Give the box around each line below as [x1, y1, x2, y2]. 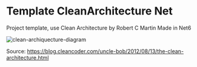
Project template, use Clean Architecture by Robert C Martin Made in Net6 [6, 24, 192, 31]
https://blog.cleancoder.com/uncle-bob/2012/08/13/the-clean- [27, 47, 184, 55]
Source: [6, 47, 26, 55]
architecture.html [6, 54, 49, 61]
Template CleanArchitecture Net [6, 4, 173, 18]
